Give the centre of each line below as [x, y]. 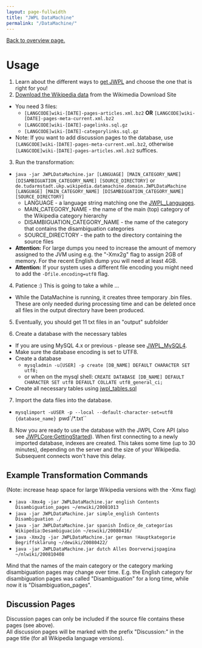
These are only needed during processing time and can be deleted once [105, 304]
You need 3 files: [36, 106]
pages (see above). [30, 625]
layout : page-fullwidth [36, 12]
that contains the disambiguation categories [79, 229]
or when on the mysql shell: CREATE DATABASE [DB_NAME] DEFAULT [104, 377]
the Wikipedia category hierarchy [66, 216]
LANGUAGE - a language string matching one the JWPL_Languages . [110, 203]
